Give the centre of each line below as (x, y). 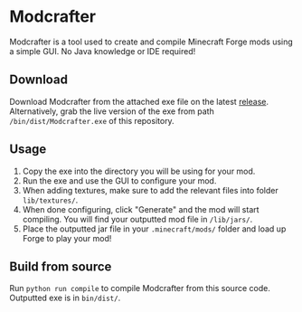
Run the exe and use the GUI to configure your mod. (119, 180)
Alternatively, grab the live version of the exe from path (112, 111)
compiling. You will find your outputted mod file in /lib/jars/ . (137, 219)
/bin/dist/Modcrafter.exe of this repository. (92, 120)
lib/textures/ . (50, 200)
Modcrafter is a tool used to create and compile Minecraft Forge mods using (151, 42)
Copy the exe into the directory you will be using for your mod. (139, 171)
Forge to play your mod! (67, 238)
